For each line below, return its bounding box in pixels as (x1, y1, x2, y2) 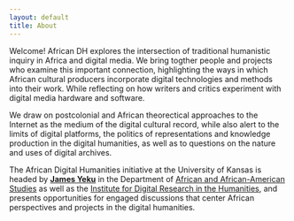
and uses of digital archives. (9, 147, 112, 157)
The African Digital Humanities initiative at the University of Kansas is (9, 164, 262, 175)
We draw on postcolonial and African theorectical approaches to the (9, 110, 259, 120)
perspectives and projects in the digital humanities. (9, 202, 196, 212)
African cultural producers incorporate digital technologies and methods (9, 73, 273, 84)
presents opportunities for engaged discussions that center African (9, 192, 255, 203)
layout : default (9, 12, 69, 22)
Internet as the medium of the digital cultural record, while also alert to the (9, 118, 280, 129)
